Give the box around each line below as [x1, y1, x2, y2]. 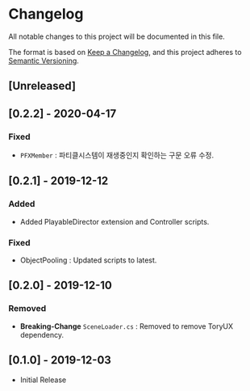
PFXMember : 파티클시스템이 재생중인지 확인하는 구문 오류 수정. [19, 150, 215, 160]
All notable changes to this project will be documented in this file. [8, 32, 226, 41]
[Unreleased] [8, 79, 77, 93]
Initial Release [19, 375, 67, 385]
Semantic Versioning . [8, 56, 79, 65]
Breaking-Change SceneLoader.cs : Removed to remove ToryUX [19, 321, 234, 331]
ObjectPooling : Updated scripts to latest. [19, 255, 157, 265]
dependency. [19, 330, 65, 339]
